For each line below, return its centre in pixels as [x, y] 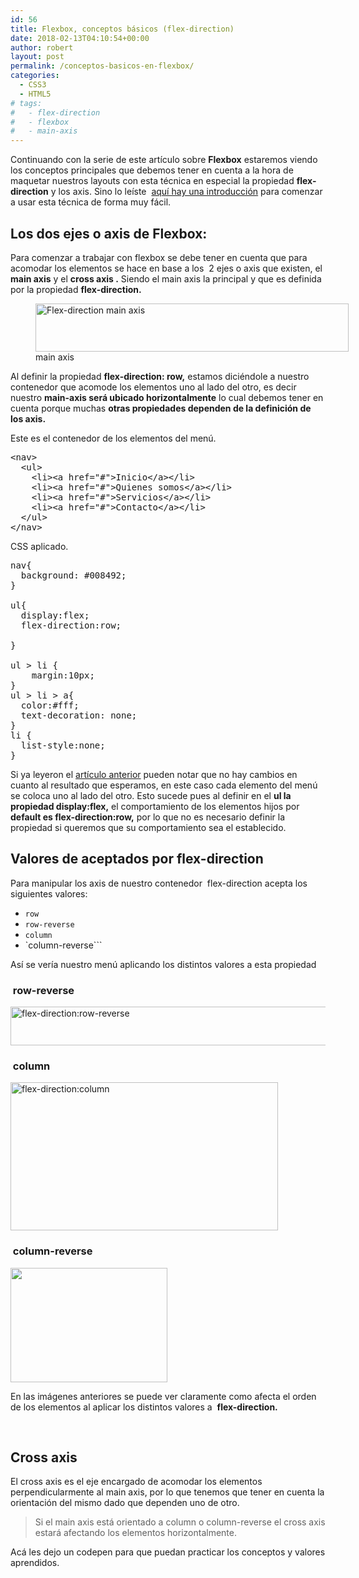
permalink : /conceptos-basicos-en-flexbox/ [102, 66]
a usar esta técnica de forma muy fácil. [91, 202]
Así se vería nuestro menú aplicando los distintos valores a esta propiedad [163, 964]
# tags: [26, 103]
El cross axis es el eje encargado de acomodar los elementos [136, 1482]
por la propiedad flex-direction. [76, 289]
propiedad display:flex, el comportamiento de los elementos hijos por [155, 806]
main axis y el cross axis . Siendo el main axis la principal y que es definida [166, 278]
